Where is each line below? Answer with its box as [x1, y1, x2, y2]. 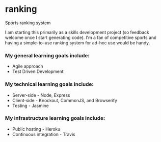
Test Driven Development [12, 69, 64, 74]
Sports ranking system [5, 20, 51, 26]
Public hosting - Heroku [12, 126, 60, 132]
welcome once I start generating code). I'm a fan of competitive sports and [5, 35, 157, 40]
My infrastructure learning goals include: [5, 115, 106, 122]
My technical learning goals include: [5, 81, 94, 88]
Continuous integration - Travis [12, 131, 75, 137]
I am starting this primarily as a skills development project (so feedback [5, 29, 150, 35]
